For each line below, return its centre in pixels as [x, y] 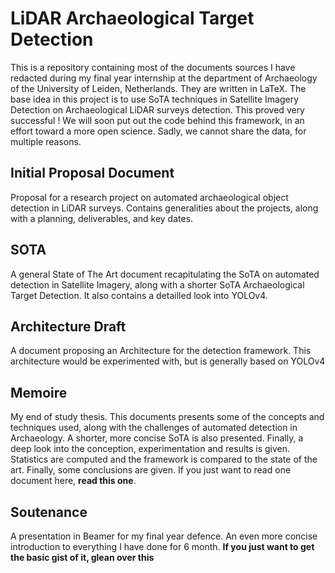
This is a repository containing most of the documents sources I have [153, 67]
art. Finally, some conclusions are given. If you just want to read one [151, 470]
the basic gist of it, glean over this [82, 557]
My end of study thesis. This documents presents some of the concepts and [167, 417]
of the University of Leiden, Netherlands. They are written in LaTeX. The [158, 88]
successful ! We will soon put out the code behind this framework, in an [157, 120]
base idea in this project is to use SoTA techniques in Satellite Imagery [154, 99]
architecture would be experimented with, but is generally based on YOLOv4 [168, 361]
